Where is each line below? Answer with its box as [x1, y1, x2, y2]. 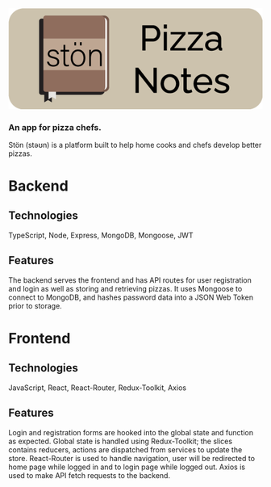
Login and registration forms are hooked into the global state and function [8, 427, 254, 437]
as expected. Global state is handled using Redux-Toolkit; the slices [8, 436, 232, 446]
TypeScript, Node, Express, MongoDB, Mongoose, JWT [8, 230, 194, 240]
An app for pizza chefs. [8, 121, 102, 132]
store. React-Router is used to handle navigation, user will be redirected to [8, 453, 256, 463]
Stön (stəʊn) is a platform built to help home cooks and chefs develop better [8, 140, 262, 149]
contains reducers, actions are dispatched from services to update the [8, 444, 243, 455]
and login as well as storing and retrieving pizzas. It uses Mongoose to [8, 283, 243, 293]
